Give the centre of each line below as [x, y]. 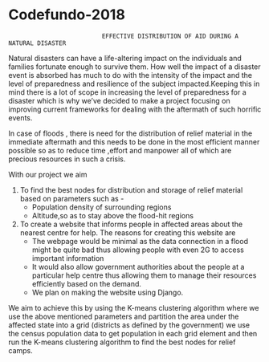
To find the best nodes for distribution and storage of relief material [131, 189]
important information [68, 258]
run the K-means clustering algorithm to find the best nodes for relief [122, 342]
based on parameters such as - [72, 198]
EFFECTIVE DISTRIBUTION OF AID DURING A [170, 36]
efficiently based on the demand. [87, 283]
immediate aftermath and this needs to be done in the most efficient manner [134, 141]
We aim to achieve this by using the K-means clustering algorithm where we [134, 307]
